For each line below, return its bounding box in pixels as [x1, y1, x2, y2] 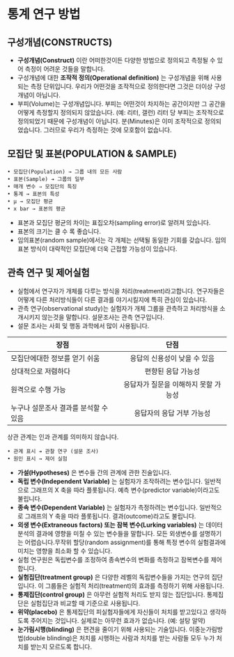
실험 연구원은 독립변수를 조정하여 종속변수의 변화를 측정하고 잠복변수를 [17, 555, 210, 564]
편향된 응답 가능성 [144, 366, 201, 376]
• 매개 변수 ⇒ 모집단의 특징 [7, 183, 77, 190]
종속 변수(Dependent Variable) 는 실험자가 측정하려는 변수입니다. [17, 503, 198, 511]
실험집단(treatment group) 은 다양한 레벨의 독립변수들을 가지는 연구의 [17, 573, 210, 581]
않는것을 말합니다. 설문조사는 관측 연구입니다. [41, 313, 165, 321]
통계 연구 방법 [7, 6, 81, 22]
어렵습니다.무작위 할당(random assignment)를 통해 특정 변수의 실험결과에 [24, 538, 226, 546]
